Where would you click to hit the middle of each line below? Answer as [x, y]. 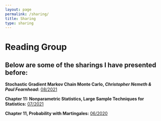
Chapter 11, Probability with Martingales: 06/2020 [57, 113]
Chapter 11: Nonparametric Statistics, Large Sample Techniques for [75, 99]
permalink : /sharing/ [27, 14]
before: [17, 73]
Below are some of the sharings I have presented [81, 65]
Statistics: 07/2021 [24, 104]
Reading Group [36, 47]
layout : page [18, 9]
